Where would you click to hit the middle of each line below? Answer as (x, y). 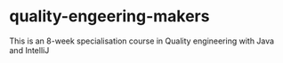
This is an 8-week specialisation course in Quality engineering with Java (141, 41)
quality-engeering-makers (109, 16)
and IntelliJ (29, 50)
